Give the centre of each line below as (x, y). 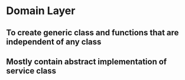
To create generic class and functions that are (92, 33)
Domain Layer (41, 11)
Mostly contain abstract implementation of (87, 61)
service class (31, 71)
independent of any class (54, 41)
